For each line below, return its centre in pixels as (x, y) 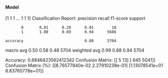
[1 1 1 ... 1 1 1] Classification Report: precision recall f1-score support (75, 18)
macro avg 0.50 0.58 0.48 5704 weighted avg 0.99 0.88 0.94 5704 (75, 50)
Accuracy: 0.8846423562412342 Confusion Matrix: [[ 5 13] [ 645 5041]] (80, 60)
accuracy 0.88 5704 (61, 41)
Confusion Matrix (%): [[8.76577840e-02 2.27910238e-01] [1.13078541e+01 (84, 65)
